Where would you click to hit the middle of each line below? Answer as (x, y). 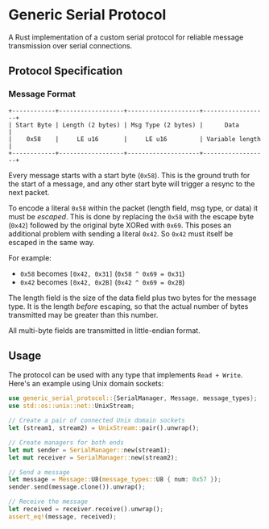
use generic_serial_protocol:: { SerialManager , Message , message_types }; (133, 398)
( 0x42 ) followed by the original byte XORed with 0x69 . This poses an (120, 225)
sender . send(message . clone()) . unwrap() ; (77, 487)
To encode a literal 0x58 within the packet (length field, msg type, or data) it (133, 208)
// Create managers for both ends (66, 442)
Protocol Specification (66, 71)
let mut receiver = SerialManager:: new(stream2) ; (93, 457)
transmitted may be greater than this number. (83, 314)
